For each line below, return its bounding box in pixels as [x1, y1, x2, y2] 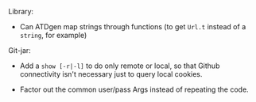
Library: [8, 7, 34, 16]
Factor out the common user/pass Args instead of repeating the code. [19, 85, 249, 94]
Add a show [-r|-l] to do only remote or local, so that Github [19, 61, 220, 70]
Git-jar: [8, 46, 32, 55]
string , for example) [19, 31, 87, 40]
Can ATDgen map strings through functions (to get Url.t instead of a [19, 22, 246, 31]
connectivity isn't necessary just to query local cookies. [19, 70, 203, 78]
